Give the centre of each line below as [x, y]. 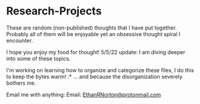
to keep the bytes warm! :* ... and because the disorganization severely [95, 76]
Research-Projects [54, 11]
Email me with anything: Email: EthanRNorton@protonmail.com [83, 94]
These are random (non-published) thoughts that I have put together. [92, 28]
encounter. [20, 40]
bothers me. [21, 83]
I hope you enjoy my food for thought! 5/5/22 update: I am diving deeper [96, 52]
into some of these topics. [38, 58]
